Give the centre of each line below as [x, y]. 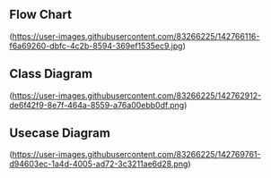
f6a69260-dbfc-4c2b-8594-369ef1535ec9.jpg [96, 46]
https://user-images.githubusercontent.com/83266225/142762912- [137, 95]
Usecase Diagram [60, 133]
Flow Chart [40, 15]
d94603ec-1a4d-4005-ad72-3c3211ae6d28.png [99, 164]
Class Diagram [51, 74]
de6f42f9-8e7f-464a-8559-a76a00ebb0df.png [97, 105]
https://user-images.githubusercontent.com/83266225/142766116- [136, 36]
